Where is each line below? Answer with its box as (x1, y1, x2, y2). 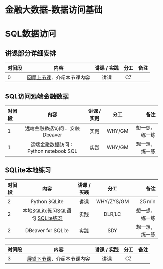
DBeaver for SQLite (25, 227, 69, 234)
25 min (139, 198, 156, 205)
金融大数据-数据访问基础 (5, 4, 103, 16)
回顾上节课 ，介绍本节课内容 (27, 74, 91, 81)
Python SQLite (31, 198, 64, 205)
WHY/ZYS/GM (96, 198, 129, 205)
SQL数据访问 (5, 29, 56, 39)
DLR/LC (103, 210, 121, 217)
